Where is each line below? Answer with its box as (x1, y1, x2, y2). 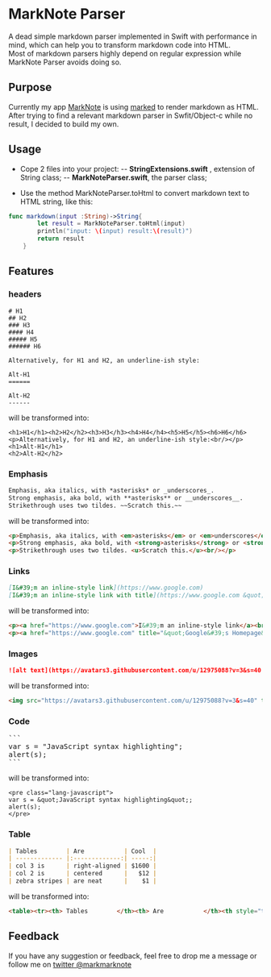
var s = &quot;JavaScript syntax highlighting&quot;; (8, 796, 194, 804)
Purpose (8, 81, 52, 94)
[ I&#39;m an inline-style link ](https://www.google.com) (8, 584, 204, 592)
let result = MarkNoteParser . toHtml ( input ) (37, 219, 186, 228)
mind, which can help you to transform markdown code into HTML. (8, 39, 231, 49)
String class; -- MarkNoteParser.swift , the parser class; (19, 173, 207, 182)
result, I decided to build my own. (8, 118, 119, 129)
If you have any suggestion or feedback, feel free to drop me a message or (8, 950, 257, 960)
